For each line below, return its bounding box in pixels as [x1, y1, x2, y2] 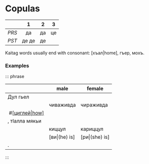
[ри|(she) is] [80, 134, 110, 141]
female [86, 85, 104, 92]
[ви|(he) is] [48, 134, 75, 141]
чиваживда [48, 102, 76, 109]
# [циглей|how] [9, 110, 44, 117]
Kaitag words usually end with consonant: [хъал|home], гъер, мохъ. [5, 50, 145, 56]
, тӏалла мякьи [7, 118, 42, 124]
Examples [5, 62, 30, 69]
